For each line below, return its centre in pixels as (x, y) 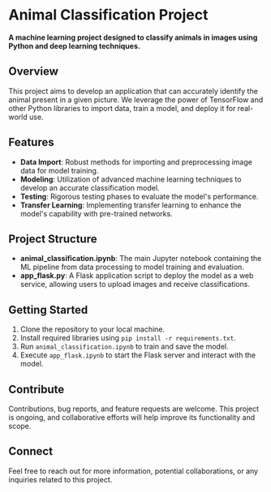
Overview (34, 72)
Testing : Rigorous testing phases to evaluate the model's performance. (139, 196)
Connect (31, 451)
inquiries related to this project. (60, 479)
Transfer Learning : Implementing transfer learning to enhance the (131, 205)
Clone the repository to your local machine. (92, 329)
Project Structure (53, 239)
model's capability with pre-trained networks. (96, 213)
